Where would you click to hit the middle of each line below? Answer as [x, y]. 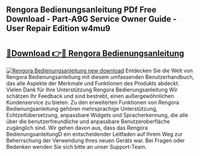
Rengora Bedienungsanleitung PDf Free [81, 10]
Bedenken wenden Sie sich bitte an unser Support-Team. [76, 147]
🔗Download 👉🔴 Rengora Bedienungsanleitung [95, 53]
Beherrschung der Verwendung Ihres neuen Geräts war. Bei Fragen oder [96, 140]
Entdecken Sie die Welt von [159, 71]
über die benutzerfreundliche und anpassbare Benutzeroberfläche [88, 121]
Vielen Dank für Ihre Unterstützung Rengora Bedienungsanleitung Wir [92, 90]
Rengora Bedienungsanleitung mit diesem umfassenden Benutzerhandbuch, [100, 77]
